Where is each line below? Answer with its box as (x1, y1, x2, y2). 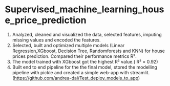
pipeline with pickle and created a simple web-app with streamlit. (12, 69, 150, 75)
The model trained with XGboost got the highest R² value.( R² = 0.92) (12, 58, 158, 64)
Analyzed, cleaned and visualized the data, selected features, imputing (12, 31, 162, 37)
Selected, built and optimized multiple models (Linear (12, 42, 125, 48)
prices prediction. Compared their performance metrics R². (12, 53, 137, 59)
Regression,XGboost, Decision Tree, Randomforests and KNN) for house (12, 48, 165, 54)
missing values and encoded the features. (12, 37, 101, 43)
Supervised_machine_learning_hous (5, 4, 164, 15)
